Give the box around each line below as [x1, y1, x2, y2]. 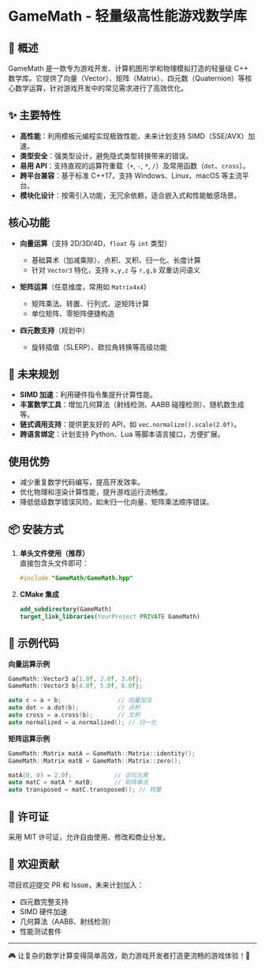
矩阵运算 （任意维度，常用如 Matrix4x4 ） [19, 282, 151, 291]
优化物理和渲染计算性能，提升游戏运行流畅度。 [19, 487, 172, 497]
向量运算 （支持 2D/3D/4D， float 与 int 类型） [19, 238, 172, 248]
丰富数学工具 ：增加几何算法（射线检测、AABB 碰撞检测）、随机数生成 [19, 400, 244, 410]
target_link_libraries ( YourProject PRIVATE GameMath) [19, 612, 200, 621]
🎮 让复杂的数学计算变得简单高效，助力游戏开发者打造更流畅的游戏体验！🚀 [8, 951, 251, 960]
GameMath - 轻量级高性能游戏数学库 [8, 7, 247, 25]
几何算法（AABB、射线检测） [19, 917, 115, 926]
